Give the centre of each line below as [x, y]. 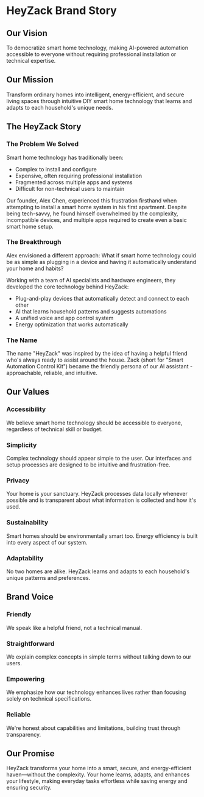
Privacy [18, 481]
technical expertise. [31, 61]
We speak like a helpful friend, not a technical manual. [74, 627]
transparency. [24, 734]
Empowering [26, 679]
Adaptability [25, 558]
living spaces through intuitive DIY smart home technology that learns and [99, 101]
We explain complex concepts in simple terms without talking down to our [99, 657]
